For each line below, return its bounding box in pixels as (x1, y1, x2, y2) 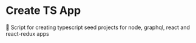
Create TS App (5, 4, 81, 18)
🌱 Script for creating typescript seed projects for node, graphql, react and (5, 24, 191, 31)
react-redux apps (5, 30, 49, 37)
